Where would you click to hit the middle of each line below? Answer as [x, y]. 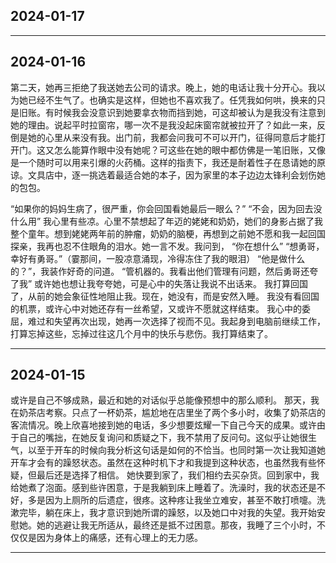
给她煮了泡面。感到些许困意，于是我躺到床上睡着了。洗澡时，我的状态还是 [163, 488]
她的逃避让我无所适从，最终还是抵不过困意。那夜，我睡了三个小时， [176, 525]
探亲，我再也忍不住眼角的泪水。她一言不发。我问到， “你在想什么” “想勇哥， [167, 246]
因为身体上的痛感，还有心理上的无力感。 [119, 538]
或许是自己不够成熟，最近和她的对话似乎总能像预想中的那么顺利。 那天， [160, 400]
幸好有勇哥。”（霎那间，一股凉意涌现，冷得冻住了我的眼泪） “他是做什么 [158, 258]
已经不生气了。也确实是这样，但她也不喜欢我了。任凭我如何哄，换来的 [172, 100]
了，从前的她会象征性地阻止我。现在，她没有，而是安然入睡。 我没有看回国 [165, 296]
